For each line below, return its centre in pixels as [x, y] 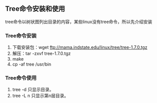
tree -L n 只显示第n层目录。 [40, 96]
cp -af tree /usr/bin [32, 64]
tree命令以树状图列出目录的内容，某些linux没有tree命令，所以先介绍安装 [79, 22]
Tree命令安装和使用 [35, 9]
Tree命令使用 [21, 78]
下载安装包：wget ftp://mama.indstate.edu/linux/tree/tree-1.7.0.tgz [80, 47]
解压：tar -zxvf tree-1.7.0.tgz [41, 54]
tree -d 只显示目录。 [33, 90]
